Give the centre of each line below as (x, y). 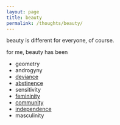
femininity (28, 96)
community (29, 103)
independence (33, 109)
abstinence (29, 83)
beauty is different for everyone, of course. (60, 41)
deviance (26, 77)
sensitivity (28, 90)
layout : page (23, 12)
